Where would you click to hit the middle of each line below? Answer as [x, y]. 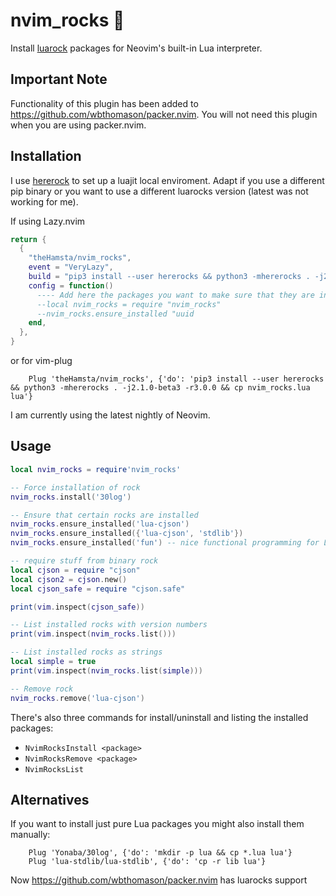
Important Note [59, 79]
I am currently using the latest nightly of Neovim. [110, 415]
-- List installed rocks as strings [86, 652]
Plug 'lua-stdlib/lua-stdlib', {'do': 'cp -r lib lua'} [147, 862]
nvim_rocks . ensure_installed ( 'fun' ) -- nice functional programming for [165, 543]
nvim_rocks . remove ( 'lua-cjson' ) [77, 698]
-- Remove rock [42, 689]
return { [28, 239]
